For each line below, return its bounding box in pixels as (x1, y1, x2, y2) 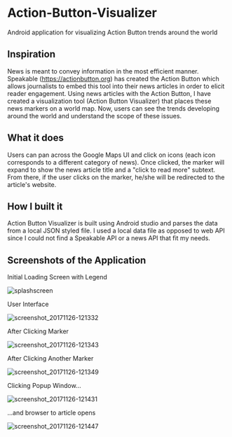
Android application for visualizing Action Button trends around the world (7, 28, 218, 36)
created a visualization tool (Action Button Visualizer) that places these (7, 97, 212, 105)
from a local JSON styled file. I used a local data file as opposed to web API (7, 226, 226, 235)
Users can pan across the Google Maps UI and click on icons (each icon (7, 151, 216, 159)
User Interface (7, 300, 49, 309)
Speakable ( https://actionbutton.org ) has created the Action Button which (7, 74, 219, 83)
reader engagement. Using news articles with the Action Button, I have (7, 89, 212, 97)
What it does (7, 132, 64, 144)
